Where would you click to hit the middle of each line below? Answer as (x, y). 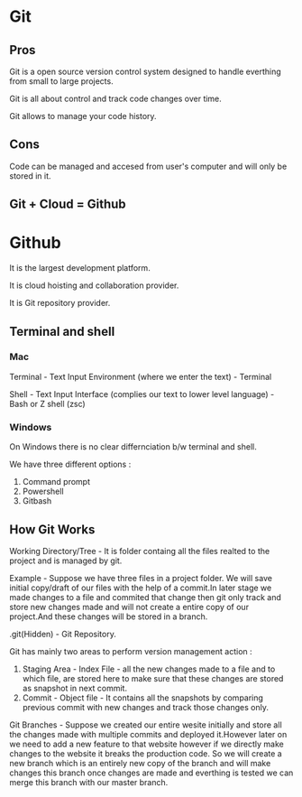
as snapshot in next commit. (75, 688)
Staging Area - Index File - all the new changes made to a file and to (149, 669)
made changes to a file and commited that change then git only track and (146, 597)
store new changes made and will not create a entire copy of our (129, 607)
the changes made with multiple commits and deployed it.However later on (148, 734)
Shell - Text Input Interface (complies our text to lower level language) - (142, 394)
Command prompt (56, 482)
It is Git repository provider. (60, 303)
